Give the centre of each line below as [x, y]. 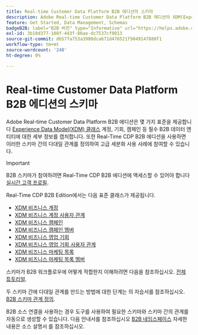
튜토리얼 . [16, 279]
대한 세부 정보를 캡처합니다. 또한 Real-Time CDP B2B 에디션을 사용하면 [104, 136]
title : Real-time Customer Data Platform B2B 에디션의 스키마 [80, 12]
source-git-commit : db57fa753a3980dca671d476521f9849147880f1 [84, 39]
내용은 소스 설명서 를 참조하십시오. [45, 326]
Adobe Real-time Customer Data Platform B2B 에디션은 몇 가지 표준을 [89, 121]
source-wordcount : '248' [37, 50]
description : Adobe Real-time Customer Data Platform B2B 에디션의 [88, 17]
